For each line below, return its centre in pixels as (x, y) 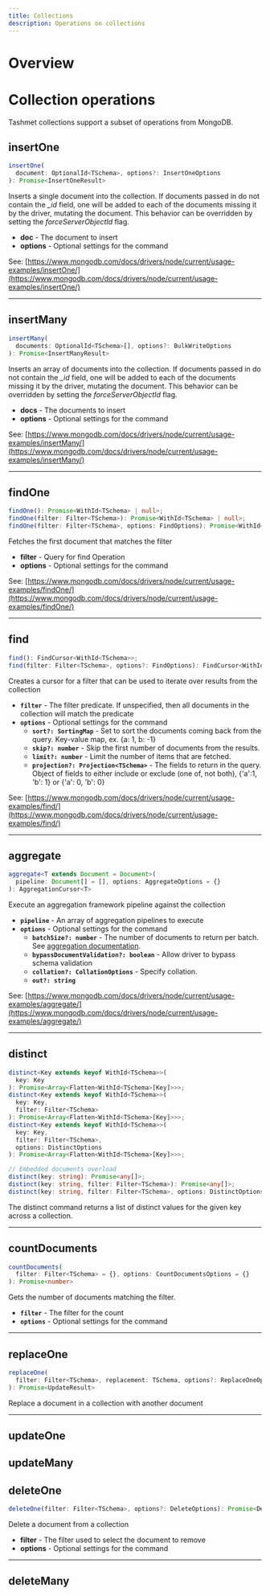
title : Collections (41, 16)
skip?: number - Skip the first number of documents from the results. (146, 748)
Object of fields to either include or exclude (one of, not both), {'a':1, (144, 773)
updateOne (37, 1436)
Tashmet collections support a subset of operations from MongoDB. (121, 122)
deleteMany (39, 1581)
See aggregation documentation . (86, 946)
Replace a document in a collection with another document (106, 1403)
